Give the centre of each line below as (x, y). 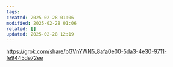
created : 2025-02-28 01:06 (40, 18)
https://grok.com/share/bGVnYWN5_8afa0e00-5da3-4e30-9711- (86, 51)
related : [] (21, 29)
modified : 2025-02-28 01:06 (42, 23)
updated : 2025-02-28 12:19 (40, 34)
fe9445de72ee (25, 58)
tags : (13, 12)
